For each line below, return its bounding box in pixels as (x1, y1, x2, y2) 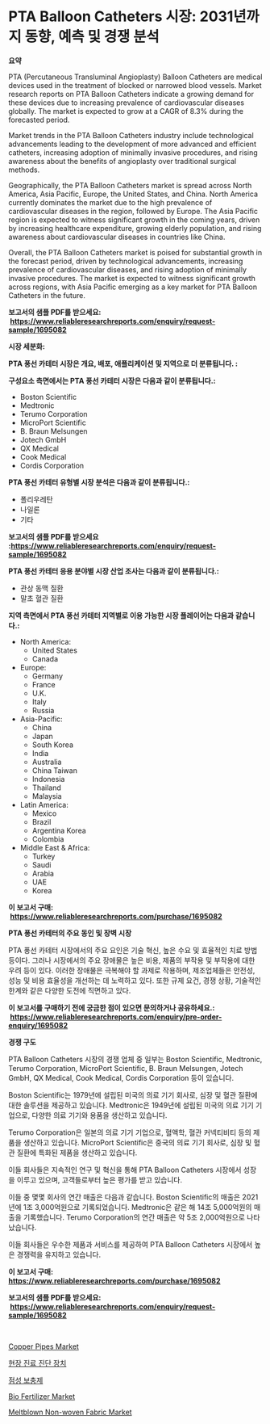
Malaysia (31, 791, 62, 800)
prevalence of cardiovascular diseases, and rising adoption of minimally (8, 264, 247, 275)
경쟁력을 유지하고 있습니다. (16, 1250, 102, 1259)
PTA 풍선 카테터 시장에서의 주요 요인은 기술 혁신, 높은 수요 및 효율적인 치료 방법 (8, 945, 258, 955)
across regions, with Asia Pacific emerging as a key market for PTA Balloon (8, 282, 258, 292)
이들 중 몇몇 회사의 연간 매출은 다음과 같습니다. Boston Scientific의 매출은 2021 (8, 1192, 259, 1202)
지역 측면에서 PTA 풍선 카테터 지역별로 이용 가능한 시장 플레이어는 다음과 (8, 611, 235, 620)
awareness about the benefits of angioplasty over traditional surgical (8, 156, 237, 166)
